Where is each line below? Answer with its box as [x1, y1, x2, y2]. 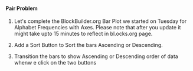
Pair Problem [5, 5, 38, 12]
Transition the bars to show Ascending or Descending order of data [14, 53, 178, 60]
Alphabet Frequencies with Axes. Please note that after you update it [14, 24, 181, 31]
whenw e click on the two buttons [14, 59, 97, 66]
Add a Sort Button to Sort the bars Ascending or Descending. [14, 42, 163, 49]
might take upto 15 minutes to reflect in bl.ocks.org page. [14, 30, 153, 38]
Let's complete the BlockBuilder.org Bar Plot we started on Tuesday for [14, 18, 187, 25]
